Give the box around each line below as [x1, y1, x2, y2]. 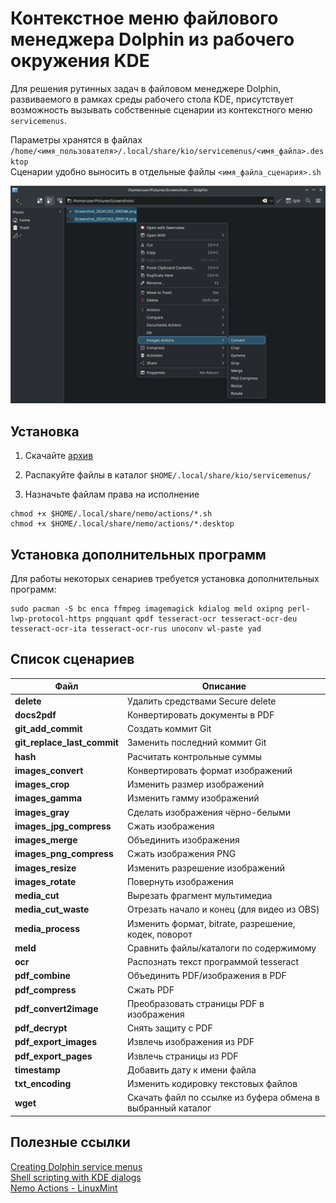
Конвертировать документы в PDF [126, 708, 275, 721]
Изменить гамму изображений [126, 792, 260, 804]
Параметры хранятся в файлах [10, 133, 143, 146]
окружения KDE [10, 50, 150, 72]
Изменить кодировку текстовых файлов [126, 1078, 298, 1090]
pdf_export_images [14, 1036, 97, 1048]
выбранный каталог [126, 1102, 212, 1114]
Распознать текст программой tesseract [126, 956, 300, 968]
